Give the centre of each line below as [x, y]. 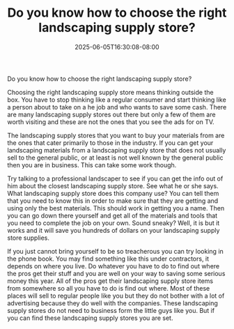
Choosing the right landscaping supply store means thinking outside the [110, 92]
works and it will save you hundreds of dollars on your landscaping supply [114, 230]
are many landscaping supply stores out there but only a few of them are [111, 114]
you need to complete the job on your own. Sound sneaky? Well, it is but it [114, 223]
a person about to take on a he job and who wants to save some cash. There [117, 107]
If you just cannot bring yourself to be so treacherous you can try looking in [116, 251]
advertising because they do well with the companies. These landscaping [112, 303]
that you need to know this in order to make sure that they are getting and [113, 201]
